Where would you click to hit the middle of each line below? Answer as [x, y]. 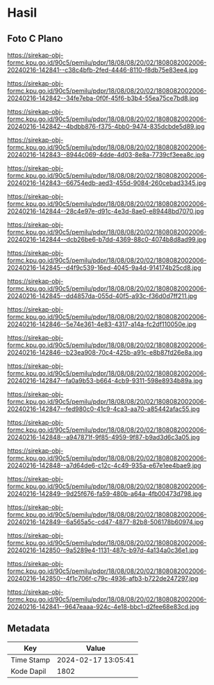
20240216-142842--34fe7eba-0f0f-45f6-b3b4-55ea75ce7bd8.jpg [103, 98]
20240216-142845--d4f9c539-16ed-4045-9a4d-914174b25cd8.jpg [104, 268]
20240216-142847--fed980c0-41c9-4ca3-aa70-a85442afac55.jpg [104, 409]
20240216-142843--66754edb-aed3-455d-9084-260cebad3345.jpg [107, 183]
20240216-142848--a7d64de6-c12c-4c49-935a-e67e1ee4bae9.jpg [104, 465]
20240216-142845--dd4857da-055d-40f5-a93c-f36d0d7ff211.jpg [102, 296]
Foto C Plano [35, 39]
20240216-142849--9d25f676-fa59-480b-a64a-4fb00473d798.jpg [105, 494]
